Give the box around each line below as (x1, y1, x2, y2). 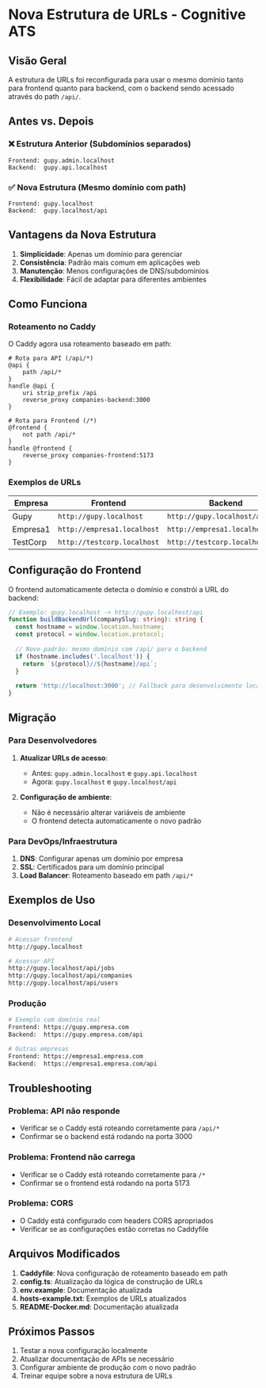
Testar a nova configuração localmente (19, 1346, 148, 1355)
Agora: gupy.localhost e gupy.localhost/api (31, 777, 177, 786)
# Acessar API (8, 957, 55, 965)
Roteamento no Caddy (8, 321, 97, 332)
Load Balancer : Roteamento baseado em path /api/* (19, 870, 194, 881)
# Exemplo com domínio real (8, 1016, 101, 1024)
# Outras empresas (8, 1045, 69, 1053)
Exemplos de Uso (8, 893, 96, 907)
